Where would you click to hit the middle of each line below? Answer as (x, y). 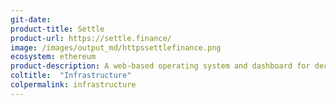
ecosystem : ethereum (53, 57)
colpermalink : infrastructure (73, 85)
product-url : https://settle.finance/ (91, 38)
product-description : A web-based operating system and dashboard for (160, 66)
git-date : (31, 19)
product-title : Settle (57, 29)
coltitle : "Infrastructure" (71, 76)
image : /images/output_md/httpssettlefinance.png (116, 47)
